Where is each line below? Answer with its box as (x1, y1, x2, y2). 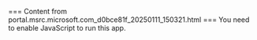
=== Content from (8, 7, 67, 16)
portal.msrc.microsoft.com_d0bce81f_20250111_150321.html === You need (8, 15, 250, 24)
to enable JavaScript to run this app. (8, 24, 126, 32)
